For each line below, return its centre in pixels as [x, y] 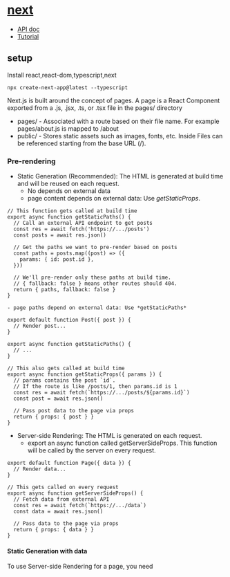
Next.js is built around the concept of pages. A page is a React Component [114, 100]
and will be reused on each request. [68, 184]
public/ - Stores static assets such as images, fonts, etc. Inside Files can [120, 136]
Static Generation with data [47, 551]
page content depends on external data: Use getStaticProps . [114, 199]
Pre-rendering [32, 161]
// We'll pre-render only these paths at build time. [92, 278]
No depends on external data [69, 191]
